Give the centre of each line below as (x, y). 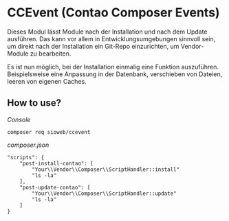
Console (19, 119)
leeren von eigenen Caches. (47, 81)
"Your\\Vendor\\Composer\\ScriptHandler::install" (106, 170)
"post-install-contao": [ (57, 163)
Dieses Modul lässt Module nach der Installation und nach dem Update (107, 32)
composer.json (28, 145)
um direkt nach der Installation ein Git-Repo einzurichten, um (93, 46)
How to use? (34, 103)
